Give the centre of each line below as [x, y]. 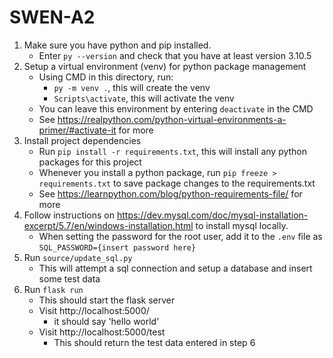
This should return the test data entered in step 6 [154, 342]
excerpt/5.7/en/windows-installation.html [108, 225]
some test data [69, 278]
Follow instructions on [69, 215]
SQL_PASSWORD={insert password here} [117, 247]
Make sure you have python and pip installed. [117, 45]
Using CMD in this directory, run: [106, 77]
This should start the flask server [107, 300]
